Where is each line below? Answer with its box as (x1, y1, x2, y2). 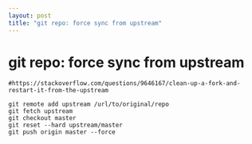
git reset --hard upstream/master (8, 121, 124, 130)
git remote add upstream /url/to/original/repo (8, 100, 170, 108)
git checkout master (8, 115, 77, 123)
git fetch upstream (8, 107, 73, 115)
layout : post (8, 11, 52, 20)
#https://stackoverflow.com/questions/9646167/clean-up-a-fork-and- (8, 80, 241, 88)
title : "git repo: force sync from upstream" (8, 19, 162, 27)
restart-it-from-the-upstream (8, 87, 109, 95)
